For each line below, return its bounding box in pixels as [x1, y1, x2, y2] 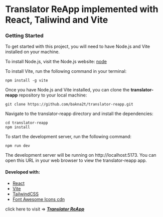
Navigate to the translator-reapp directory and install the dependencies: [5, 111, 153, 117]
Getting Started [5, 32, 44, 39]
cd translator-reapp [5, 121, 49, 126]
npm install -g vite [5, 78, 49, 83]
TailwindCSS [12, 191, 39, 197]
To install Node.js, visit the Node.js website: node [5, 59, 107, 65]
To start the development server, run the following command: [5, 134, 132, 140]
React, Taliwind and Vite [5, 14, 108, 26]
